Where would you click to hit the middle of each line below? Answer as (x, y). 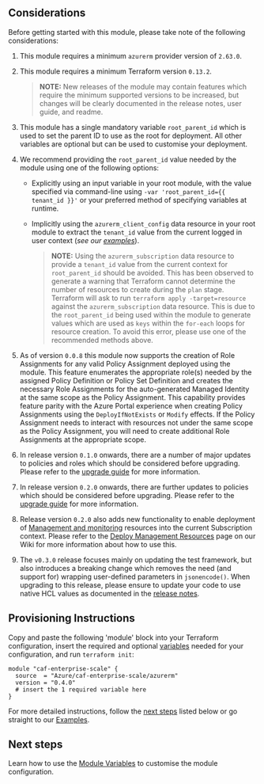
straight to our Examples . (49, 719)
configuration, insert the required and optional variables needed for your (126, 645)
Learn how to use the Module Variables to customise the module (113, 763)
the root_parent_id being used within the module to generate (151, 314)
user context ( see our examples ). (85, 240)
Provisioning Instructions (72, 618)
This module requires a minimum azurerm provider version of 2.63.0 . (131, 55)
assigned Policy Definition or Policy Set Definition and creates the (126, 380)
